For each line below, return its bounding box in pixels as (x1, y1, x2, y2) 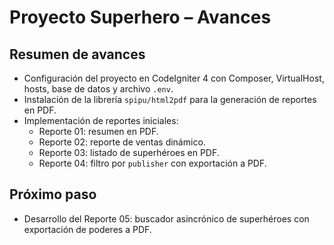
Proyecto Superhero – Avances (9, 6, 272, 29)
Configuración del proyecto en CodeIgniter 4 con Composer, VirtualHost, (23, 72, 325, 84)
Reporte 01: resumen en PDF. (38, 126, 159, 137)
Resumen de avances (9, 46, 146, 63)
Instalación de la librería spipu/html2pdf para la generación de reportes (23, 94, 317, 105)
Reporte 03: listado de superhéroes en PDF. (38, 147, 220, 158)
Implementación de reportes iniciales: (23, 115, 179, 126)
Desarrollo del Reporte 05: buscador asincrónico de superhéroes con (23, 212, 310, 225)
